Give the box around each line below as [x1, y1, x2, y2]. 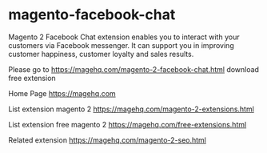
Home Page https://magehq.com [8, 88, 116, 98]
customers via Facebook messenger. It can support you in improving [8, 40, 234, 50]
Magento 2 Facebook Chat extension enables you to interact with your [8, 32, 240, 42]
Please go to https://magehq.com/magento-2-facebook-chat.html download [8, 64, 260, 74]
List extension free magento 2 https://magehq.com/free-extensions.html [8, 119, 247, 129]
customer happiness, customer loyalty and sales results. [8, 49, 194, 58]
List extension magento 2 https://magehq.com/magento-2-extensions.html [8, 104, 254, 114]
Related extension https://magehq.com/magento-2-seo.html [8, 135, 206, 145]
